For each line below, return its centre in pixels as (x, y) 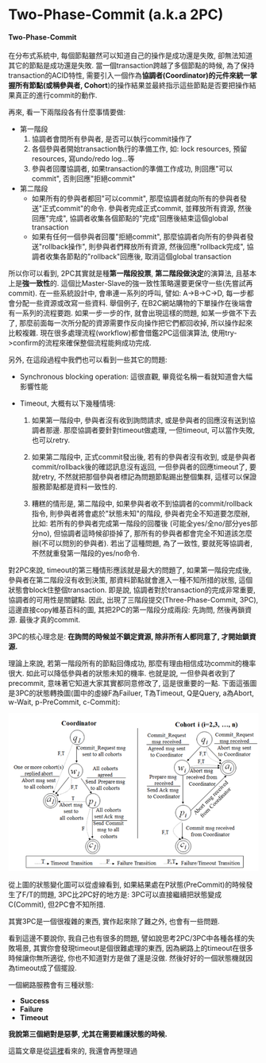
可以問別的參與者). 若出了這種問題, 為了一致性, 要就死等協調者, (150, 543)
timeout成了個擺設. (46, 968)
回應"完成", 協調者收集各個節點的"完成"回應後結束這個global (130, 218)
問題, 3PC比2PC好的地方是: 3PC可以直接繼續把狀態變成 (131, 894)
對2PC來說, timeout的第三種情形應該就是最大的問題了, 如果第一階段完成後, (130, 570)
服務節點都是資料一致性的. (74, 487)
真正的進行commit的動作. (56, 95)
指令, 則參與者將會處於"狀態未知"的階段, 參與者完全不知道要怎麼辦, (141, 514)
